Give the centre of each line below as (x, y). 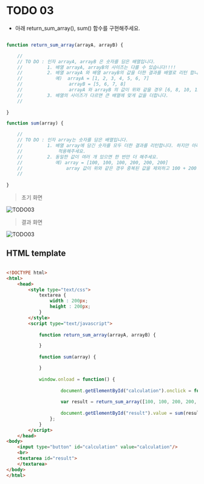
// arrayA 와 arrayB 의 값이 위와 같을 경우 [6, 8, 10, (105, 90)
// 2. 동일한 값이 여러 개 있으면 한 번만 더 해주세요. (88, 157)
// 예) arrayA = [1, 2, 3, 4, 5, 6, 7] (83, 79)
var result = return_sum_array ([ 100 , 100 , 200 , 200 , (129, 402)
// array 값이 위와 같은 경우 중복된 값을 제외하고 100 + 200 (107, 168)
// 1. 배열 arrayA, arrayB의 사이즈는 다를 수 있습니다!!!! (97, 67)
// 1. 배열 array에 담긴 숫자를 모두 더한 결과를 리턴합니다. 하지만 (103, 146)
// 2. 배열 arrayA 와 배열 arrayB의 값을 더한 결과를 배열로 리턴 (102, 73)
